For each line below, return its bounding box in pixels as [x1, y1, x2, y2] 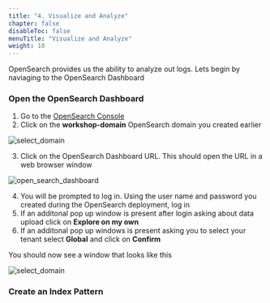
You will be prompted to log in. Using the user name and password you [19, 191, 257, 201]
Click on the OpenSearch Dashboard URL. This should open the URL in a [19, 151, 263, 161]
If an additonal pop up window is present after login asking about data [19, 208, 254, 219]
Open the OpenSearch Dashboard [8, 93, 144, 105]
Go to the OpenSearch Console [19, 111, 125, 122]
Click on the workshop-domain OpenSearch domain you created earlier [19, 120, 262, 130]
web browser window [19, 160, 92, 170]
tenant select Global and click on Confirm [19, 234, 161, 244]
